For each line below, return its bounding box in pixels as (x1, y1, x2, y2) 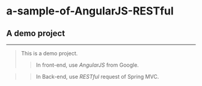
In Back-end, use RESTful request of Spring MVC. (35, 73, 159, 80)
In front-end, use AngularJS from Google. (35, 61, 139, 69)
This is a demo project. (20, 50, 78, 57)
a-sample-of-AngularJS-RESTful (6, 4, 174, 18)
